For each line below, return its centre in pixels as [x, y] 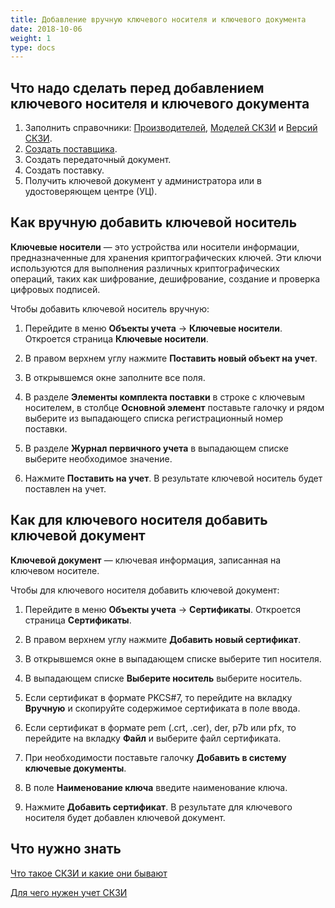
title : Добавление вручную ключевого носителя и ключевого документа [158, 19]
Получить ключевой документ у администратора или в [143, 181]
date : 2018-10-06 [46, 29]
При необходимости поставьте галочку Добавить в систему [155, 757]
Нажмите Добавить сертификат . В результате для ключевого [158, 807]
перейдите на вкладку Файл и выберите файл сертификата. [153, 738]
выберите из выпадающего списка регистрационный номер [154, 418]
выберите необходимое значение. [98, 458]
